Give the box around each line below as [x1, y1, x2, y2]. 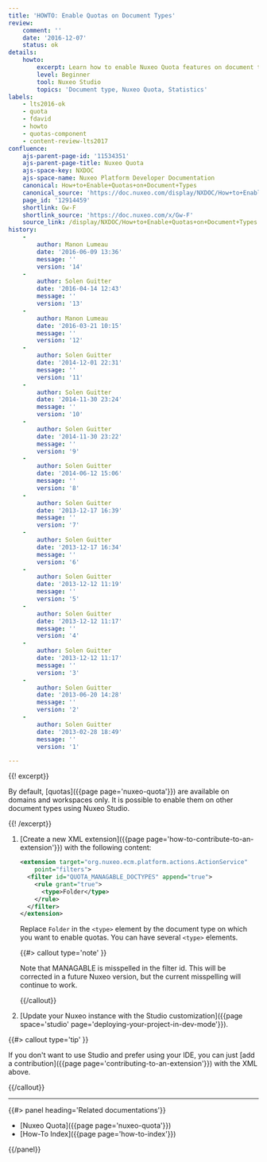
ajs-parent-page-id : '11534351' [22, 152, 130, 160]
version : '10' [37, 411, 83, 419]
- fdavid [22, 115, 52, 123]
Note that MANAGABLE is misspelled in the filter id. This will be [19, 963, 226, 973]
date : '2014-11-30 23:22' [37, 432, 123, 441]
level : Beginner [37, 71, 91, 79]
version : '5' [37, 595, 80, 603]
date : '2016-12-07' [22, 33, 87, 42]
